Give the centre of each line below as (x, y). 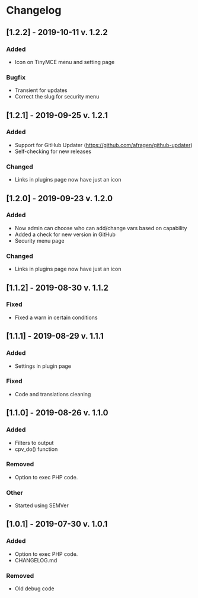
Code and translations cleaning (53, 394)
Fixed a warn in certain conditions (56, 317)
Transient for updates (41, 90)
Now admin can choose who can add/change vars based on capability (101, 228)
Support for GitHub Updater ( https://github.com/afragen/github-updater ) (103, 145)
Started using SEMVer (42, 505)
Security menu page (39, 240)
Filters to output (34, 443)
